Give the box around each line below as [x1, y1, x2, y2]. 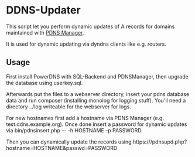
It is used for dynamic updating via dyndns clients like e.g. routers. [6, 40, 167, 47]
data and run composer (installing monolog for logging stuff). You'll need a [6, 97, 186, 104]
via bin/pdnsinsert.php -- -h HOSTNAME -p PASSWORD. [6, 127, 143, 134]
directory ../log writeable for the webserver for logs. [6, 103, 132, 110]
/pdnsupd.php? [150, 138, 187, 145]
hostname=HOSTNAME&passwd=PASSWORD [6, 144, 118, 151]
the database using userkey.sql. [6, 79, 83, 86]
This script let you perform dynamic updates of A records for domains [6, 23, 175, 30]
